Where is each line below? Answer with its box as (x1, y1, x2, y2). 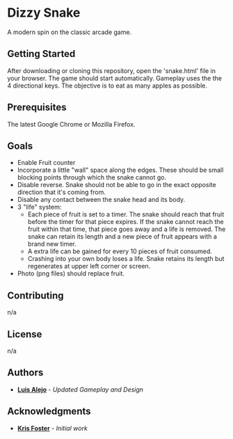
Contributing (7, 289, 64, 301)
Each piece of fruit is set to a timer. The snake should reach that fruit (27, 210, 225, 218)
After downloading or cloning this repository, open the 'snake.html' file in (7, 66, 216, 74)
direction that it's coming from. (17, 188, 106, 196)
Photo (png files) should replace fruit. (17, 269, 125, 278)
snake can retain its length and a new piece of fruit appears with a (27, 232, 218, 241)
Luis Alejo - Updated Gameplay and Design (17, 385, 144, 394)
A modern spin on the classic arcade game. (7, 28, 132, 36)
